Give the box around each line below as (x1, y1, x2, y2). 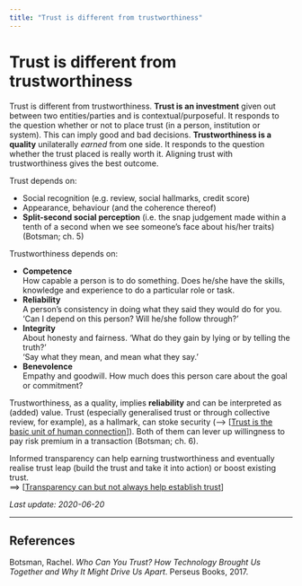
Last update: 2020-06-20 (9, 499, 105, 510)
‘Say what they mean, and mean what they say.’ (22, 351, 200, 362)
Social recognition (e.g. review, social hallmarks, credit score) (22, 192, 250, 203)
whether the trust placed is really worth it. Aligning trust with (9, 148, 234, 159)
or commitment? (22, 380, 84, 390)
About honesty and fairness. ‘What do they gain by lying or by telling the (22, 332, 290, 343)
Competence (22, 266, 73, 276)
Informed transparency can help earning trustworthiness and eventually (9, 452, 276, 463)
